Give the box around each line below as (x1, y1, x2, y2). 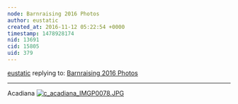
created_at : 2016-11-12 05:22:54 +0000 (7, 23, 125, 30)
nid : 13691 (7, 37, 40, 44)
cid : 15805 (7, 43, 40, 50)
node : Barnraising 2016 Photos (7, 10, 100, 18)
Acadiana (7, 89, 35, 97)
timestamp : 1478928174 (7, 30, 74, 37)
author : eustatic (7, 17, 59, 24)
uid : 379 (7, 50, 33, 57)
